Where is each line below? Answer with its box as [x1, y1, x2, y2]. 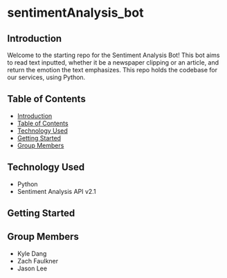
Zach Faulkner [17, 256, 59, 265]
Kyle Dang [17, 249, 47, 258]
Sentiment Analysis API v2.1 [17, 187, 96, 195]
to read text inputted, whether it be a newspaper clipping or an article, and [7, 58, 219, 67]
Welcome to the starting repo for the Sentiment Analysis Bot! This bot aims [7, 51, 220, 59]
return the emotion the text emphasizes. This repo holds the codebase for [7, 66, 218, 74]
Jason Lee [17, 264, 47, 272]
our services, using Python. [7, 73, 86, 81]
